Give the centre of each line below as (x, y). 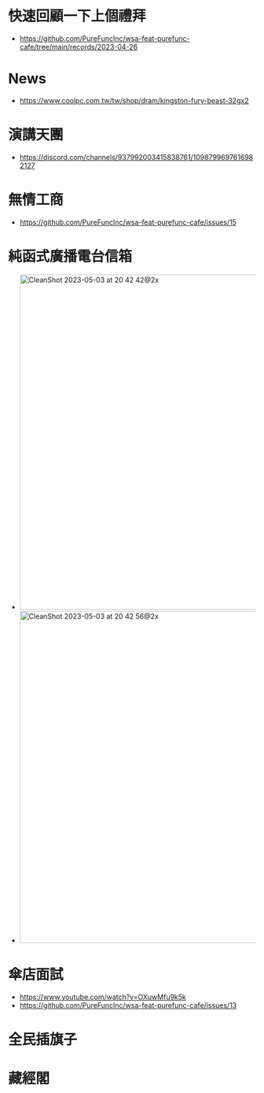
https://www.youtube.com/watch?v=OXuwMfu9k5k (103, 997)
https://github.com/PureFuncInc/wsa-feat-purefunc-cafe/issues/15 (128, 222)
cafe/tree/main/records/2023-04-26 (79, 46)
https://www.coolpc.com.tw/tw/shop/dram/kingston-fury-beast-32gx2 (134, 100)
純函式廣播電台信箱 (70, 256)
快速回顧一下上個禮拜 (77, 16)
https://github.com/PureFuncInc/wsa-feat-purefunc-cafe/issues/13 (128, 1005)
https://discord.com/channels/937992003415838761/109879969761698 (136, 157)
